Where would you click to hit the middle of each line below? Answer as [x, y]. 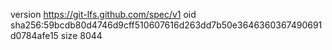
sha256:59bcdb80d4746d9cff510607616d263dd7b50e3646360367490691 [166, 25]
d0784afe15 [34, 35]
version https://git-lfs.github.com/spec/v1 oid [103, 14]
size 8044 [81, 35]
